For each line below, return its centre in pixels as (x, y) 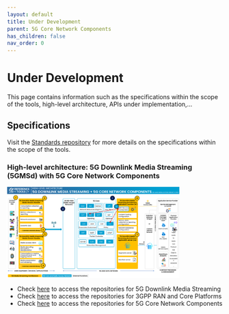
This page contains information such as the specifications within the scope (113, 97)
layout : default (30, 14)
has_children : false (37, 36)
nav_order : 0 (26, 43)
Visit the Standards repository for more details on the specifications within (112, 142)
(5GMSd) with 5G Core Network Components (83, 176)
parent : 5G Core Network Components (59, 29)
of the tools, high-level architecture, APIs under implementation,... (100, 104)
